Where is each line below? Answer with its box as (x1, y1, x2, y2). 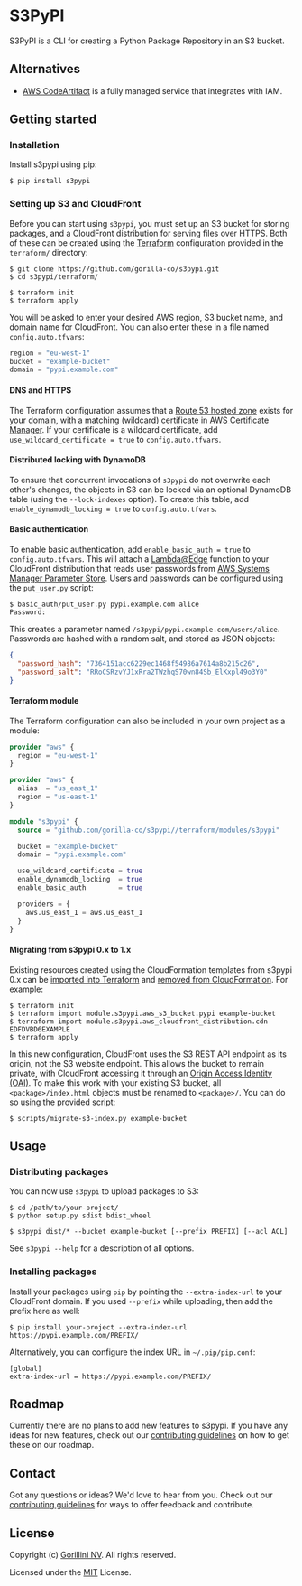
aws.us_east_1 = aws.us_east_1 (25, 908, 143, 917)
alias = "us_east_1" (17, 784, 99, 793)
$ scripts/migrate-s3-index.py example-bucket (9, 1114, 188, 1123)
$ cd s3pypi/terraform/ (9, 272, 99, 281)
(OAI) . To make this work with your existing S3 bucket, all (9, 1077, 222, 1088)
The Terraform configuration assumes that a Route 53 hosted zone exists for (9, 405, 294, 415)
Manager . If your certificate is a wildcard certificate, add (9, 424, 218, 434)
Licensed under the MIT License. (9, 1567, 132, 1578)
